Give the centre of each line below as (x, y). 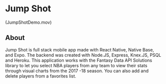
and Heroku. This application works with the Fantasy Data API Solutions (79, 60)
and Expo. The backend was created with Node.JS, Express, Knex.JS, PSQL (83, 55)
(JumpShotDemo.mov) (28, 22)
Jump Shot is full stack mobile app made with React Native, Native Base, (80, 49)
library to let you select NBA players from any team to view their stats (76, 65)
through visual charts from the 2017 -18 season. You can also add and (77, 71)
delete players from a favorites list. (41, 76)
